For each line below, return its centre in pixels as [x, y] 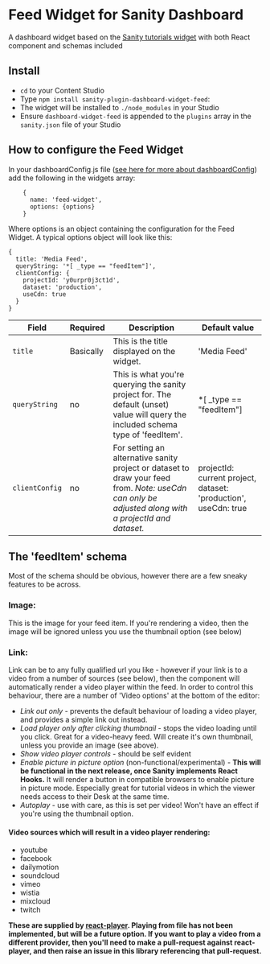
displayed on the [144, 351]
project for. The [142, 394]
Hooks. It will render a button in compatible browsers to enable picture [137, 779]
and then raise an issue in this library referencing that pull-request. [147, 951]
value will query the [150, 414]
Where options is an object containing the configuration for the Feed [121, 229]
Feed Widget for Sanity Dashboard [126, 15]
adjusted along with [150, 508]
